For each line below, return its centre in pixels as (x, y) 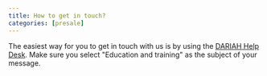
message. (25, 63)
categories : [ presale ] (46, 23)
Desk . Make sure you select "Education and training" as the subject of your (133, 54)
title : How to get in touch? (57, 16)
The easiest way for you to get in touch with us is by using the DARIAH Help (134, 46)
